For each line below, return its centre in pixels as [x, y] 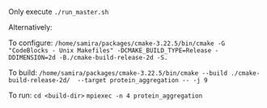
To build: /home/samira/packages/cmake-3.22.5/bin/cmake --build [118, 73]
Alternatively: [30, 27]
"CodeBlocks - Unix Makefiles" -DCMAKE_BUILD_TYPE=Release [110, 51]
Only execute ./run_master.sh [59, 12]
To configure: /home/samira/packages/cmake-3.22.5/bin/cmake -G [117, 43]
